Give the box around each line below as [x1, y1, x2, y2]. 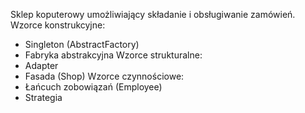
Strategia [24, 92, 63, 103]
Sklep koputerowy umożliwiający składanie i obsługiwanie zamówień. [10, 9, 296, 20]
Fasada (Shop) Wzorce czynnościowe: [24, 70, 185, 82]
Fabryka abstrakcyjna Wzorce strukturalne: [24, 49, 203, 61]
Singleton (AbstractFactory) [24, 39, 140, 50]
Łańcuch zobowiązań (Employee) [24, 81, 163, 93]
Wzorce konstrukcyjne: [10, 19, 106, 31]
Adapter [24, 60, 59, 71]
